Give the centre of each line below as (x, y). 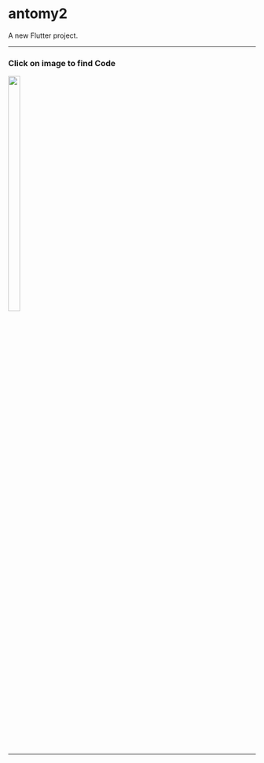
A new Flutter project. (43, 35)
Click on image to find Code (62, 63)
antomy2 (38, 14)
